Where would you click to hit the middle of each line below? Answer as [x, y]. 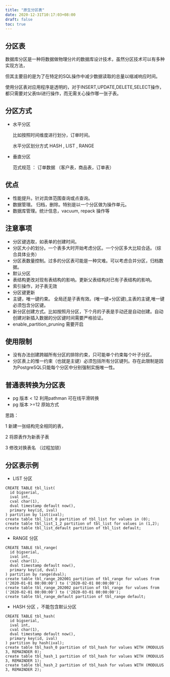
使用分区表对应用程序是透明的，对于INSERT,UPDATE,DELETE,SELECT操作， [85, 87]
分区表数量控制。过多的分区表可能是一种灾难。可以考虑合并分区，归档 [86, 261]
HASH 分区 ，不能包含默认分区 [45, 606]
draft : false [19, 19]
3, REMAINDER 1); [24, 661]
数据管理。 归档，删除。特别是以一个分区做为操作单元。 [71, 204]
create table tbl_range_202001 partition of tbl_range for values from [82, 579]
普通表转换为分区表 [35, 385]
